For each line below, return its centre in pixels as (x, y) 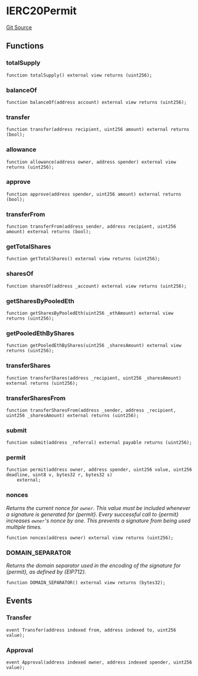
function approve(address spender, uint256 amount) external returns (94, 194)
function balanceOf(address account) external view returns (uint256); (96, 102)
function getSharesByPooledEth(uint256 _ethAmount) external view (90, 313)
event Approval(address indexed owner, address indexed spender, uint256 (99, 662)
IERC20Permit (41, 11)
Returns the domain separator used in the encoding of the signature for (93, 566)
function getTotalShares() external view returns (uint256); (83, 259)
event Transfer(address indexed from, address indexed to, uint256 (91, 630)
